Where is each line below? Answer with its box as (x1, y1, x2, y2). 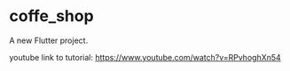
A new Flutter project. (9, 35, 89, 46)
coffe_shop (9, 6, 95, 26)
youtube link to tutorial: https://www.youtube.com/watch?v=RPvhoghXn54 (9, 52, 281, 62)
